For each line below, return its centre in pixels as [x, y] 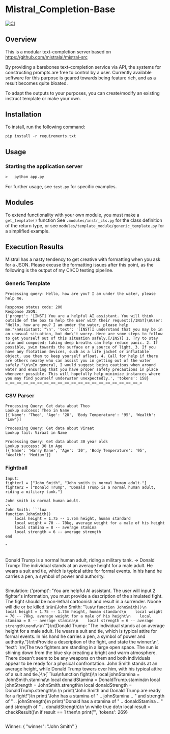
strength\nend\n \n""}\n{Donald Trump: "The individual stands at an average [85, 625]
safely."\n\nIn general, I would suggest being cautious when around [81, 365]
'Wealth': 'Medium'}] [28, 455]
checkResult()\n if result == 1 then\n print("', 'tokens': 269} [67, 712]
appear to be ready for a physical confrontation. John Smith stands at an [81, 663]
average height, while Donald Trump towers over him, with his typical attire [83, 669]
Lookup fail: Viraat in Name [36, 433]
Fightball [17, 468]
